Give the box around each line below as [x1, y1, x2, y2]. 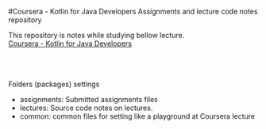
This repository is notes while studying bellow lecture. [8, 31, 185, 40]
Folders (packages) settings [8, 79, 100, 89]
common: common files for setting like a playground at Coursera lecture [19, 112, 256, 121]
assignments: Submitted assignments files [19, 95, 159, 104]
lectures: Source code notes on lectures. [19, 103, 153, 112]
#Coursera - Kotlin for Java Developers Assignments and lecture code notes [8, 7, 258, 16]
